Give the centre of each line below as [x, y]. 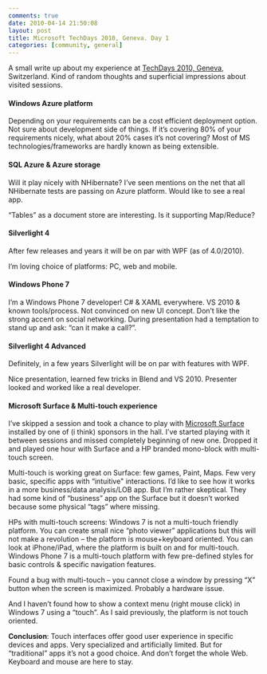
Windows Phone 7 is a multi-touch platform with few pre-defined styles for [131, 556]
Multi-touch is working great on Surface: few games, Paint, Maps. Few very [132, 473]
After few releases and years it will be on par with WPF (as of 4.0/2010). [126, 250]
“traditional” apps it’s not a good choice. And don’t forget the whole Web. [128, 653]
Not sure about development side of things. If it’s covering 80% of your [125, 129]
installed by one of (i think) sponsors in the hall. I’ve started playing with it [129, 432]
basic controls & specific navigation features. [82, 565]
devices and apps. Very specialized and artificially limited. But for [116, 645]
